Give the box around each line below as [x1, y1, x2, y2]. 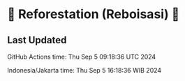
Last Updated [7, 34, 67, 46]
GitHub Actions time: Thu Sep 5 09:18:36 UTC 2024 [7, 52, 156, 61]
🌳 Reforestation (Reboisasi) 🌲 [7, 6, 180, 22]
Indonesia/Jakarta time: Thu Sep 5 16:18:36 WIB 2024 [7, 66, 162, 74]
